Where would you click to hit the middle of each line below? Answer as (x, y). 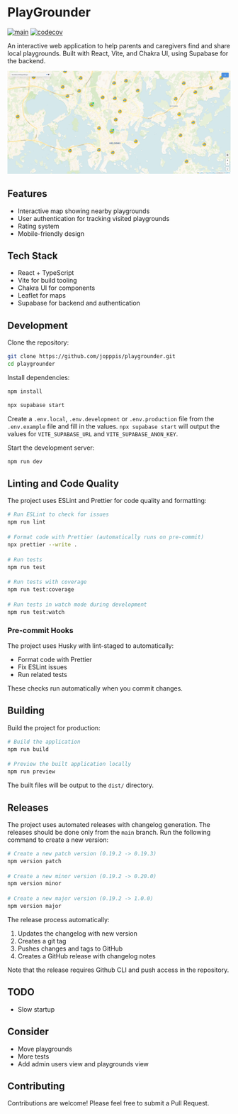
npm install (25, 391)
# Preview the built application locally (69, 764)
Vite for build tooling (47, 281)
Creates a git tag (42, 941)
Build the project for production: (54, 728)
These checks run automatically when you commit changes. (95, 688)
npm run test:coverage (41, 590)
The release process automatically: (58, 919)
